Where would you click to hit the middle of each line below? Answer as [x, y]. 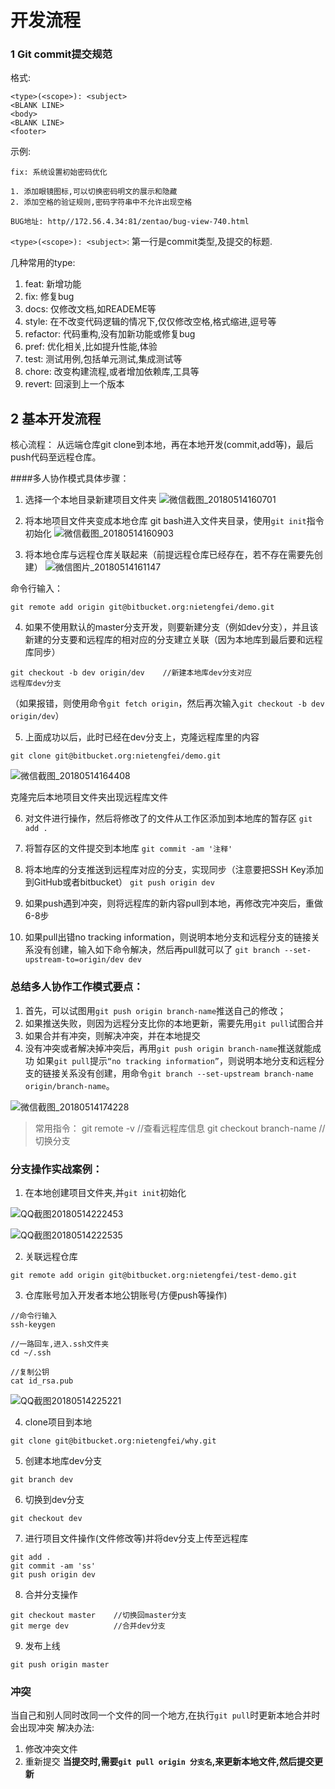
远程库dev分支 [36, 684]
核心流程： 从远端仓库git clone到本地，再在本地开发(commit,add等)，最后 [162, 445]
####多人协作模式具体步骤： [70, 478]
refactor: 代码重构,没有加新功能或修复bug [110, 334]
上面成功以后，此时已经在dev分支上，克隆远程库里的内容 [142, 737]
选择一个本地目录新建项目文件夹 [90, 500]
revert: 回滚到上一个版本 [74, 384]
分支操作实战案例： [56, 1169]
